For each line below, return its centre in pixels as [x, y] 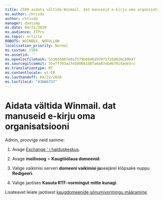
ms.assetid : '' [20, 55]
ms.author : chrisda [25, 14]
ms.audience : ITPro [25, 32]
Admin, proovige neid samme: [35, 140]
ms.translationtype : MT [29, 68]
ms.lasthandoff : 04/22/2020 [33, 77]
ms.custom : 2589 [21, 50]
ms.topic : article [24, 37]
